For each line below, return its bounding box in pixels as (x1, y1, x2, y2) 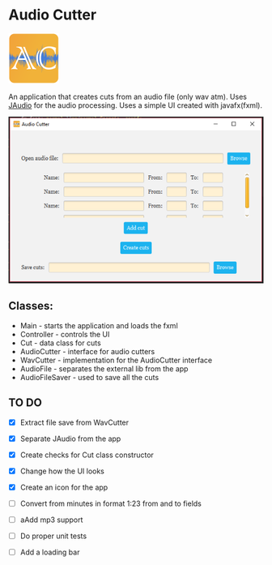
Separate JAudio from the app (19, 434, 121, 443)
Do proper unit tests (19, 531, 87, 541)
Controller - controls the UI (19, 329, 110, 339)
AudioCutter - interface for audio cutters (19, 346, 155, 356)
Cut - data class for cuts (19, 338, 101, 348)
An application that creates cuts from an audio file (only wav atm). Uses (8, 92, 247, 101)
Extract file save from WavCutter (19, 417, 130, 427)
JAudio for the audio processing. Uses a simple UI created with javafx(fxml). (8, 100, 263, 110)
